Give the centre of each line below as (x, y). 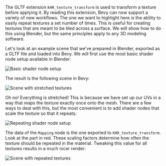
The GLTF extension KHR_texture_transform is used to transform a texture (81, 7)
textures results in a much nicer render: (46, 148)
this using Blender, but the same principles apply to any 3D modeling (76, 34)
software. (15, 39)
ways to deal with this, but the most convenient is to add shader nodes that (82, 108)
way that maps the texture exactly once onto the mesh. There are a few (79, 103)
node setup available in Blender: (38, 59)
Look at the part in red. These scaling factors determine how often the (77, 138)
